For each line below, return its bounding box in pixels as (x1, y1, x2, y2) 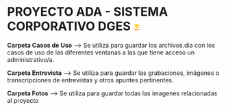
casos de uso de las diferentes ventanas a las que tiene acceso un (7, 48, 195, 57)
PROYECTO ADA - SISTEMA (7, 4, 168, 20)
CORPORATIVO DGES (7, 18, 131, 34)
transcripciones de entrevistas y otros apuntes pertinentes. (7, 76, 174, 84)
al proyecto (7, 96, 39, 104)
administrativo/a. (7, 55, 55, 63)
